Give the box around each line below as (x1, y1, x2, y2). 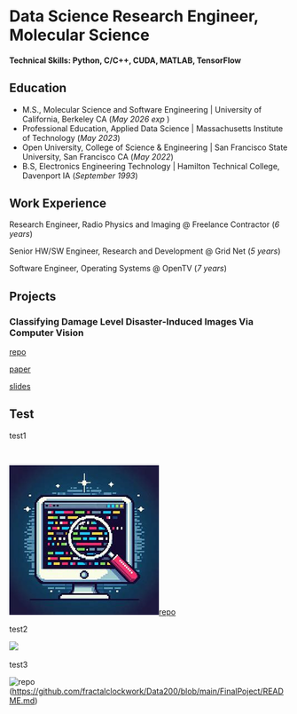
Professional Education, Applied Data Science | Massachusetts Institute (21, 122, 284, 134)
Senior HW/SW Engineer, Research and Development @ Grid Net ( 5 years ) (9, 246, 281, 256)
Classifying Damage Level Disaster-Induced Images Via (9, 315, 254, 327)
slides (9, 381, 31, 392)
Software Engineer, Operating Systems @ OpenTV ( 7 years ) (9, 263, 228, 274)
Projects (9, 288, 57, 303)
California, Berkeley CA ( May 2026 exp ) (21, 114, 170, 124)
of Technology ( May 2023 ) (21, 132, 121, 143)
